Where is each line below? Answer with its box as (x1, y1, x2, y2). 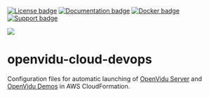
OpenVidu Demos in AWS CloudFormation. (7, 82, 130, 90)
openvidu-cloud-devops (7, 52, 153, 68)
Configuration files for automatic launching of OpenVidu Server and (7, 74, 202, 83)
